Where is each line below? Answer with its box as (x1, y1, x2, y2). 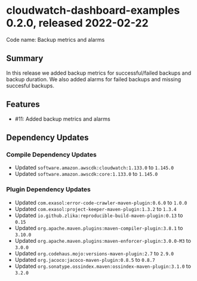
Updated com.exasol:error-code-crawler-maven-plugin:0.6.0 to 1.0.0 (14, 198, 187, 206)
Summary (6, 53, 44, 63)
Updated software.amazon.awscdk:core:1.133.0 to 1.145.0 (14, 170, 158, 178)
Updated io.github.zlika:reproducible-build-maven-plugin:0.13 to (14, 212, 183, 219)
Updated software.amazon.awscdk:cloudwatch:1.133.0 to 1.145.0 (14, 164, 174, 171)
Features (6, 99, 40, 109)
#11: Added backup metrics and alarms (14, 115, 110, 123)
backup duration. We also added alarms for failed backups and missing (6, 75, 181, 83)
